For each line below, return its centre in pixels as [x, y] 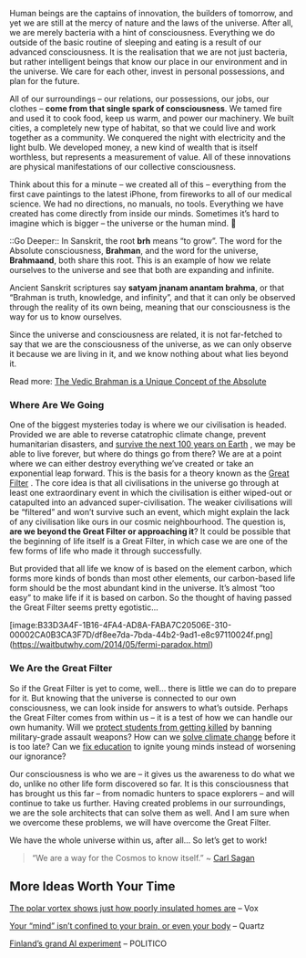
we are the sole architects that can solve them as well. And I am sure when [149, 813]
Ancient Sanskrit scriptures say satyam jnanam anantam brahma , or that [147, 288]
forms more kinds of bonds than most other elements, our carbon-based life [153, 578]
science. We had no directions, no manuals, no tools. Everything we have [147, 204]
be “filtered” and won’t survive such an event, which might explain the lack [149, 512]
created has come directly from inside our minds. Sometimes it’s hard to [144, 213]
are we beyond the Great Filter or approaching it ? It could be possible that [150, 532]
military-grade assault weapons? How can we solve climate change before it [153, 737]
